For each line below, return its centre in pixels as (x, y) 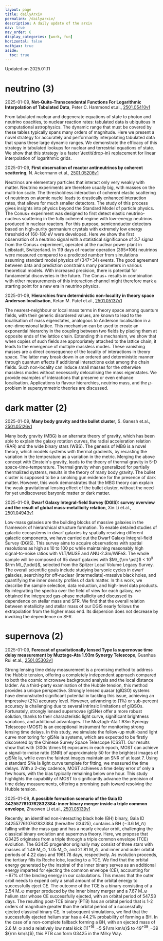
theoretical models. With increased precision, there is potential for (71, 271)
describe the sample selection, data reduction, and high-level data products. (81, 585)
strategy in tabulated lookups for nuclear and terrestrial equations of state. (80, 148)
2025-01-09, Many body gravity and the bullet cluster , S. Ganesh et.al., (78, 421)
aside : (12, 50)
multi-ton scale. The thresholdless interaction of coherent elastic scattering (81, 193)
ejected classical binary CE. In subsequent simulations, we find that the (76, 912)
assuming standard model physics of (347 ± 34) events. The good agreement (82, 260)
